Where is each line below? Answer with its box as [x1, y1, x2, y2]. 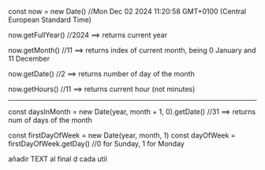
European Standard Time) [8, 15, 92, 24]
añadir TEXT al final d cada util [8, 154, 108, 164]
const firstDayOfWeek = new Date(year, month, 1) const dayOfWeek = [8, 131, 236, 140]
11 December [8, 54, 50, 63]
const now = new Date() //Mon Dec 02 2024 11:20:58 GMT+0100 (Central [8, 7, 247, 16]
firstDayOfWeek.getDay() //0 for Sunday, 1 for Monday [8, 139, 185, 148]
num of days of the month [8, 116, 92, 124]
